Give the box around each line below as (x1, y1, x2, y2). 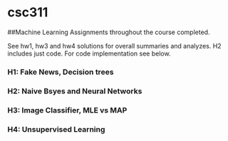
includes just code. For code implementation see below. (7, 49, 171, 58)
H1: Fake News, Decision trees (7, 67, 114, 77)
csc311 (7, 4, 48, 21)
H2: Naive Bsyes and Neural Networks (7, 86, 142, 96)
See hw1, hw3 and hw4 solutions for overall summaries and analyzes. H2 (7, 41, 222, 50)
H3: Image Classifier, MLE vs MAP (7, 105, 128, 115)
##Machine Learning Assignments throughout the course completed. (7, 28, 210, 36)
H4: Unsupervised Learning (7, 124, 105, 134)
